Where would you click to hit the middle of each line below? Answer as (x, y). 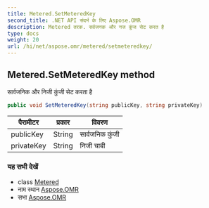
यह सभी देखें (23, 167)
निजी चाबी (93, 145)
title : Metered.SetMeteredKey (52, 14)
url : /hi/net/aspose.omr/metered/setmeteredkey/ (80, 46)
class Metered (38, 182)
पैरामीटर (29, 122)
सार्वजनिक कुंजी (100, 134)
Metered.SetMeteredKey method (81, 75)
